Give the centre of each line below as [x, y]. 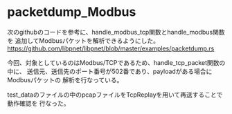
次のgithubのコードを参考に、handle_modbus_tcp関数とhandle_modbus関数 [116, 32]
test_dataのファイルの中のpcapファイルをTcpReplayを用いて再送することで [115, 95]
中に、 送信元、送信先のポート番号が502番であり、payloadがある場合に [110, 71]
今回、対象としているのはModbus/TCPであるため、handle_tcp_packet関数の [116, 62]
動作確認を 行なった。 [38, 103]
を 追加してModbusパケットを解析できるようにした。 [83, 40]
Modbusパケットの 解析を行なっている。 [65, 79]
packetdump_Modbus [72, 12]
